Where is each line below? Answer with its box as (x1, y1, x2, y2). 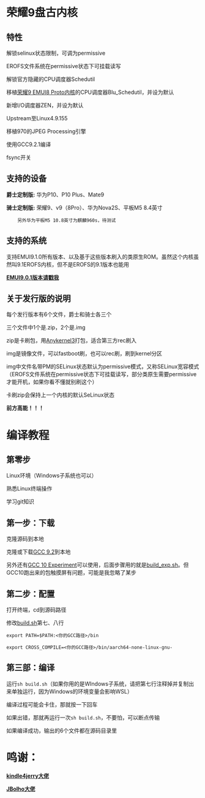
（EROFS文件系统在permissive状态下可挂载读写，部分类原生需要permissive (6, 371, 197, 378)
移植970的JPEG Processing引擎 (6, 128, 87, 135)
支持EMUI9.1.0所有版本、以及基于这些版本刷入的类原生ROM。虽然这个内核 (6, 253, 194, 260)
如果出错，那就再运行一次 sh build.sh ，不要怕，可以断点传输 (6, 713, 160, 721)
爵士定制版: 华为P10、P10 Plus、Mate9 (6, 191, 105, 198)
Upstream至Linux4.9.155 (6, 115, 68, 122)
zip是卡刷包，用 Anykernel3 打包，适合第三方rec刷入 (6, 337, 137, 344)
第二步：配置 (6, 589, 55, 599)
